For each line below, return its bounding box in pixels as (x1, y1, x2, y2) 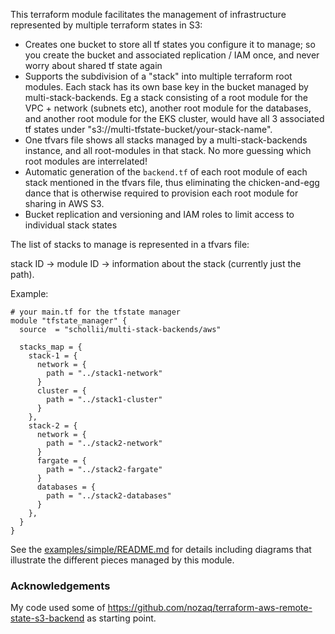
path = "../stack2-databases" (46, 491, 172, 501)
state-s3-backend (10, 612, 85, 624)
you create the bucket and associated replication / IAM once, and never (24, 49, 320, 61)
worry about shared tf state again (24, 60, 163, 71)
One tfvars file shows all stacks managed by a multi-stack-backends (24, 134, 308, 146)
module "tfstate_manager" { (10, 316, 128, 326)
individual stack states (24, 219, 118, 231)
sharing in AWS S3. (24, 198, 105, 209)
